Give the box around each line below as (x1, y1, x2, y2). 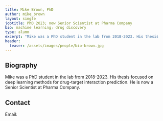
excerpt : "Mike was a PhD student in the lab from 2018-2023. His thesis (5, 35, 159, 39)
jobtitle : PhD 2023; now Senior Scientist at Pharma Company (5, 20, 133, 26)
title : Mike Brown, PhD (5, 7, 54, 12)
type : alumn (5, 30, 29, 35)
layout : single (5, 16, 36, 21)
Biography (5, 61, 38, 69)
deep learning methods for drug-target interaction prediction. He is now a (5, 79, 154, 85)
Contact (5, 98, 30, 107)
